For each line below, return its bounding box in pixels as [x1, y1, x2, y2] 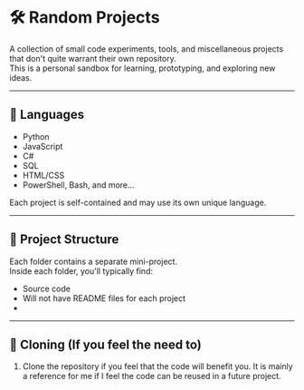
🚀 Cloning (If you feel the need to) [9, 336, 202, 352]
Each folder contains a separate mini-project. [9, 256, 178, 267]
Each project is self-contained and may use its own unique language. [9, 197, 267, 208]
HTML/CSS [22, 170, 65, 180]
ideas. [9, 72, 33, 83]
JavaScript [22, 141, 63, 151]
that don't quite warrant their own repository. [9, 53, 176, 63]
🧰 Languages [9, 107, 84, 122]
